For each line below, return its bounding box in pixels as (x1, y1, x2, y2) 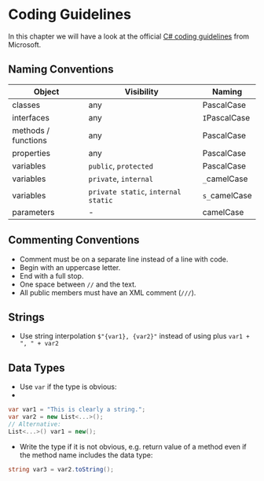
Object (34, 86, 60, 97)
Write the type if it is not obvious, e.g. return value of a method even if (19, 442, 247, 451)
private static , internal (88, 186, 182, 197)
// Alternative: (8, 420, 61, 428)
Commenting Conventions (8, 234, 140, 247)
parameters (12, 206, 55, 217)
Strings (8, 310, 45, 324)
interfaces (12, 112, 49, 123)
